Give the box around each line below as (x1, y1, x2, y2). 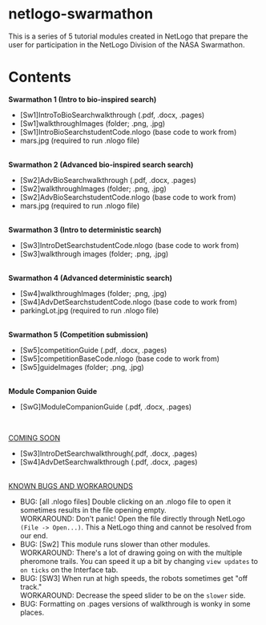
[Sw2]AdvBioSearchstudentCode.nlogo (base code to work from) (19, 192, 236, 201)
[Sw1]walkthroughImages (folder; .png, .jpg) (19, 118, 166, 128)
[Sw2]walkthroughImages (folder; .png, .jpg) (19, 184, 167, 193)
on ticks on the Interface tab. (19, 565, 119, 574)
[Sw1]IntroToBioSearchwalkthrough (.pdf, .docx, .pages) (19, 110, 205, 120)
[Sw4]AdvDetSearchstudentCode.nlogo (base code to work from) (19, 297, 238, 306)
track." (19, 582, 42, 591)
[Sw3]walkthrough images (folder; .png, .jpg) (19, 249, 169, 258)
